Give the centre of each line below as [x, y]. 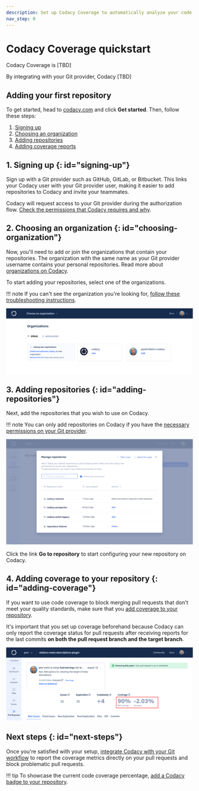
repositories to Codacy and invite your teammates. [68, 192]
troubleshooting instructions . [41, 300]
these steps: [21, 116]
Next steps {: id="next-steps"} [65, 737]
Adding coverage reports [45, 146]
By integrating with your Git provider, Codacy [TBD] [69, 76]
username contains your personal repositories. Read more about [85, 264]
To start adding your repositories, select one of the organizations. [86, 282]
